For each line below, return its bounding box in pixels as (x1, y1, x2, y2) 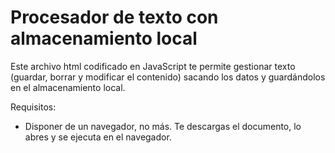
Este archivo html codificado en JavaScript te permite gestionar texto (10, 60, 296, 72)
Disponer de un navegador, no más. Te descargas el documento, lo (24, 120, 302, 132)
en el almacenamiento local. (10, 81, 126, 93)
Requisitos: (10, 101, 57, 113)
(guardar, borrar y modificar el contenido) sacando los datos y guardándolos (10, 71, 326, 83)
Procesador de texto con (10, 6, 219, 29)
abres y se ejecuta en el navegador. (24, 131, 172, 143)
